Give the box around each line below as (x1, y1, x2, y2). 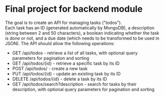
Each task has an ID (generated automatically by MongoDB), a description (5, 24, 155, 30)
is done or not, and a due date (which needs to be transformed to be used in (5, 35, 160, 41)
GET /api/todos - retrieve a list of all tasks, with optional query (12, 50, 138, 56)
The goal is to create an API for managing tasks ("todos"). (5, 20, 122, 25)
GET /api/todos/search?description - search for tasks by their (12, 81, 137, 87)
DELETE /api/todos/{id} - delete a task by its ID (12, 76, 107, 82)
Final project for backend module (5, 3, 143, 15)
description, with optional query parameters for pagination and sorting (12, 86, 155, 92)
